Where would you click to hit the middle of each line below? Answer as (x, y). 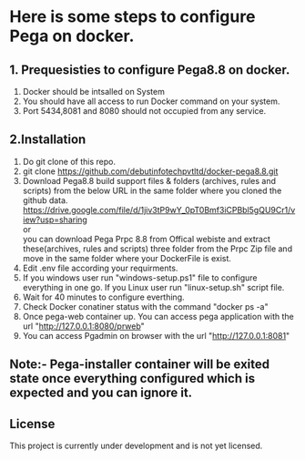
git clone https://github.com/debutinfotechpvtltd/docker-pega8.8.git (150, 171)
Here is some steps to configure (132, 17)
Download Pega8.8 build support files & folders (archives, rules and (149, 180)
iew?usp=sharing (55, 220)
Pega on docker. (72, 36)
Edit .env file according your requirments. (100, 268)
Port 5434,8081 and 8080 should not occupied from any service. (144, 111)
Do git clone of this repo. (69, 161)
